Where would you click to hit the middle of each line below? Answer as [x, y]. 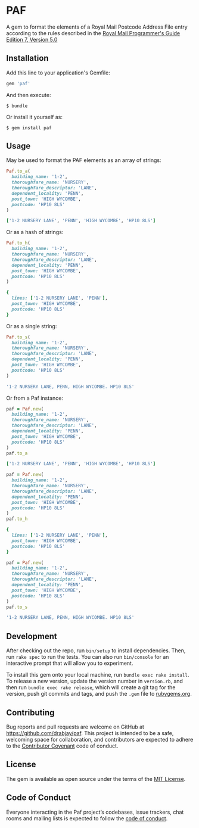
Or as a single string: [32, 326]
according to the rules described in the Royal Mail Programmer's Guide [93, 33]
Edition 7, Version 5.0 [32, 39]
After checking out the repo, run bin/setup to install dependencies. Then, [96, 650]
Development [32, 636]
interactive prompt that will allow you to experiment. [70, 663]
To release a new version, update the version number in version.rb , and [95, 681]
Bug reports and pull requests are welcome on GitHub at [75, 727]
